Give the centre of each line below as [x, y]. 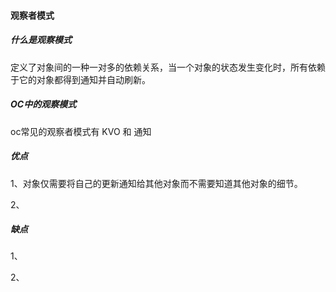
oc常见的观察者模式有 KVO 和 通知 [81, 131]
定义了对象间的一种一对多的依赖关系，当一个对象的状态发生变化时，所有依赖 [168, 67]
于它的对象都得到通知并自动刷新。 [80, 79]
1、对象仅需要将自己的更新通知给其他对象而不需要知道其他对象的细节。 [156, 183]
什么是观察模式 [41, 40]
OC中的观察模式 [43, 104]
